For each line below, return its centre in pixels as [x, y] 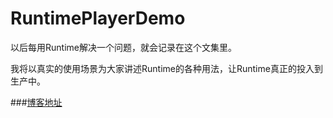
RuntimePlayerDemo [98, 18]
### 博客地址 [36, 102]
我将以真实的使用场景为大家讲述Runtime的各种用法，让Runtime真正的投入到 [166, 68]
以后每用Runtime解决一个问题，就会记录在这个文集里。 [123, 47]
